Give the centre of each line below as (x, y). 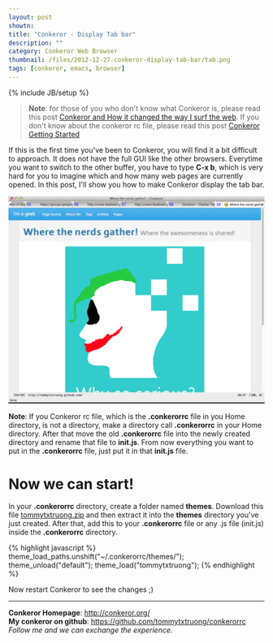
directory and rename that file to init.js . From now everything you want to (131, 442)
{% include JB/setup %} (49, 93)
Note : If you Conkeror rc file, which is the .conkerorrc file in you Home (127, 416)
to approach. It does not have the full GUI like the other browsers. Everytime (136, 158)
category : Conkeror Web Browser (63, 52)
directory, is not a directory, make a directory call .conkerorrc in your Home (135, 425)
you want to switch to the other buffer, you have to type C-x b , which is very (136, 167)
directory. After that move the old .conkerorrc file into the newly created (129, 434)
